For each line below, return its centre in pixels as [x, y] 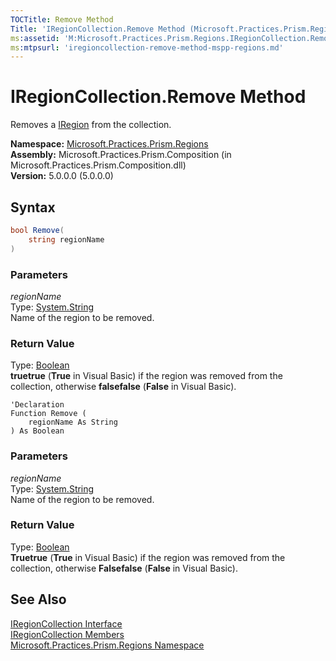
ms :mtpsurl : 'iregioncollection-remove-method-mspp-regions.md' [147, 47]
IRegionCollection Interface [66, 623]
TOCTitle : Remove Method [62, 19]
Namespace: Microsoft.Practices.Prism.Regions [109, 144]
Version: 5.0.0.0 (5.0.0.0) [62, 176]
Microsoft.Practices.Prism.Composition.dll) [98, 165]
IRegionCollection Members [67, 634]
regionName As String [73, 422]
